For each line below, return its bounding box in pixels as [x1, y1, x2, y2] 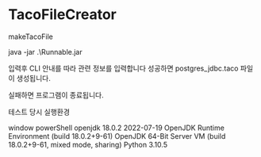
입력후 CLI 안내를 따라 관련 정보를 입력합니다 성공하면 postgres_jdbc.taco [8, 63, 239, 73]
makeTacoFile [8, 32, 54, 41]
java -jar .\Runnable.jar [8, 47, 83, 56]
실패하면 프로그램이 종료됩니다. [8, 90, 105, 100]
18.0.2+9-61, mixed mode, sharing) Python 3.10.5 [8, 140, 168, 149]
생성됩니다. [16, 73, 52, 82]
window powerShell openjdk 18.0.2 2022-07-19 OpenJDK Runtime [8, 123, 225, 132]
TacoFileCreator [8, 6, 117, 24]
